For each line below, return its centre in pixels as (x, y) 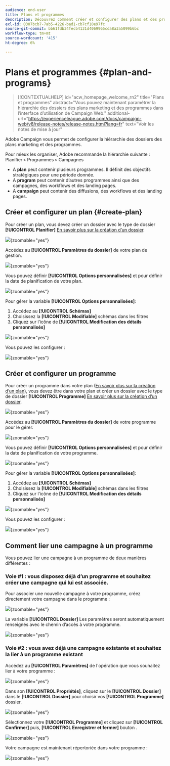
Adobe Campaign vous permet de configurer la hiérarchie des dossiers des (84, 139)
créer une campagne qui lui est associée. (57, 583)
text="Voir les (140, 124)
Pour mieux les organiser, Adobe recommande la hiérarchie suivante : (78, 154)
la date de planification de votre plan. (44, 281)
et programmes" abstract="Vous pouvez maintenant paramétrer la (87, 102)
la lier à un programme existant (44, 654)
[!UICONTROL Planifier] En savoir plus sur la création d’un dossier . (75, 230)
